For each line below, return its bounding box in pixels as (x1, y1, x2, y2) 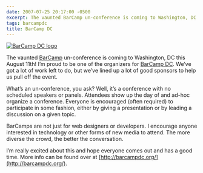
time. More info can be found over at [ (6, 154, 101, 161)
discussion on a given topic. (6, 111, 76, 118)
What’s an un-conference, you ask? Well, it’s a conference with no (6, 85, 171, 93)
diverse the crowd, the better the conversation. (6, 135, 124, 143)
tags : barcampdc (6, 20, 47, 26)
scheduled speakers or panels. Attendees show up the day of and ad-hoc (6, 91, 190, 99)
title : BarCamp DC (6, 25, 53, 32)
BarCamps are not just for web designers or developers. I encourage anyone (6, 122, 198, 130)
